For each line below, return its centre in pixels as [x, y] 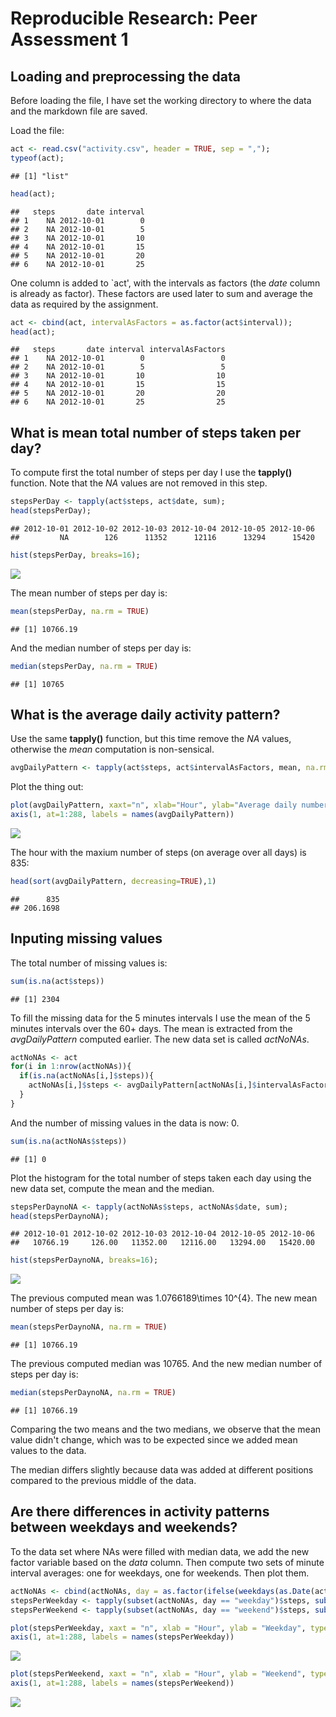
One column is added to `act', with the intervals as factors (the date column [165, 283]
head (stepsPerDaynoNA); [60, 1216]
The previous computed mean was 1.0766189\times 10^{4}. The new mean [164, 1298]
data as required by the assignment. [84, 304]
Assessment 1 [69, 39]
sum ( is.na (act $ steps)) [57, 981]
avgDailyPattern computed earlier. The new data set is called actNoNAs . [160, 1039]
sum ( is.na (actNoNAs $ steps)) [69, 1141]
